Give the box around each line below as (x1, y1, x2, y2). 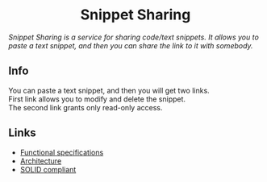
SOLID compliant (19, 164, 77, 174)
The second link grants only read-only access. (8, 102, 163, 112)
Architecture (19, 155, 62, 166)
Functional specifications (19, 147, 104, 157)
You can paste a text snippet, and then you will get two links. (8, 85, 210, 95)
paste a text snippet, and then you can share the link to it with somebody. (8, 40, 253, 50)
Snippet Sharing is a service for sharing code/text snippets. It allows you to (8, 32, 260, 42)
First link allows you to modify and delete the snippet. (8, 94, 186, 104)
